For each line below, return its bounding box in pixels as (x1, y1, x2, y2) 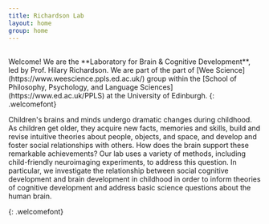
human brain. (8, 191, 52, 201)
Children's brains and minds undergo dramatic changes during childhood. (8, 115, 253, 125)
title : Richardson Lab (8, 11, 84, 20)
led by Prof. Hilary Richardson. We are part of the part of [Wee (8, 66, 214, 75)
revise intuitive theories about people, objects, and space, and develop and (8, 132, 257, 142)
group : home (8, 26, 48, 34)
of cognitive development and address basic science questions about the (8, 183, 251, 193)
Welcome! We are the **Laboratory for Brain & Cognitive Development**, (8, 57, 251, 66)
